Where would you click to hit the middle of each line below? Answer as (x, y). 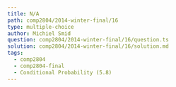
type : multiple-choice (41, 27)
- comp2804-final (39, 66)
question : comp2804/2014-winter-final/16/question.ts (88, 40)
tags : (15, 53)
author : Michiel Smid (39, 33)
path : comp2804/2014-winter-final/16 (63, 20)
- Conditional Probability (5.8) (63, 72)
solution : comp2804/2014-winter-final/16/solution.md (88, 46)
